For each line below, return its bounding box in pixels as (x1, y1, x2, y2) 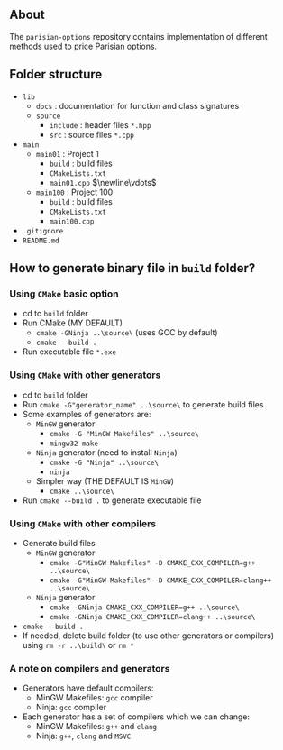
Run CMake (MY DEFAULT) (22, 317, 123, 328)
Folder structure (9, 67, 103, 82)
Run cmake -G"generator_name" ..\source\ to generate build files (22, 398, 264, 409)
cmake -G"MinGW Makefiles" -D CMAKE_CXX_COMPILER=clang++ (49, 576, 272, 585)
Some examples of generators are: (22, 408, 151, 419)
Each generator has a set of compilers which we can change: (22, 711, 251, 722)
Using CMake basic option (9, 288, 119, 300)
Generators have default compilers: (22, 682, 154, 693)
